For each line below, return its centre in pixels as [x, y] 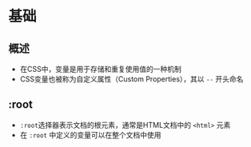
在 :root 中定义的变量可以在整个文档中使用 [90, 135]
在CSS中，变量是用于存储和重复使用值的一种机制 [100, 69]
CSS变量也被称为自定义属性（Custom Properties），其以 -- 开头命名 [131, 79]
